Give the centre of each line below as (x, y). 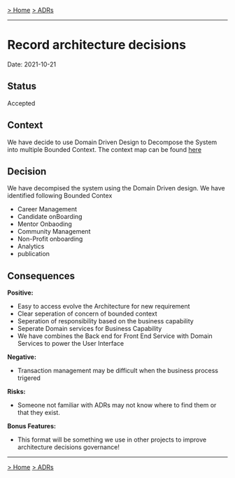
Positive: (20, 293)
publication (34, 254)
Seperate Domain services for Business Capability (90, 329)
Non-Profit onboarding (50, 239)
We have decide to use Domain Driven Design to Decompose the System (112, 142)
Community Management (54, 232)
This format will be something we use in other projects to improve (112, 440)
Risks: (16, 392)
